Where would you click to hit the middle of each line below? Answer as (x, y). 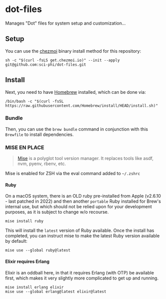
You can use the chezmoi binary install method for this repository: (73, 51)
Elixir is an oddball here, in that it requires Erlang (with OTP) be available (80, 272)
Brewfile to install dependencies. (39, 134)
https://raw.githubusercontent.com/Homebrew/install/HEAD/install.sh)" (81, 106)
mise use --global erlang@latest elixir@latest (56, 291)
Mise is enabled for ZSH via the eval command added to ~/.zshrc (73, 174)
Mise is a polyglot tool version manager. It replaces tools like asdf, (86, 159)
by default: (16, 241)
